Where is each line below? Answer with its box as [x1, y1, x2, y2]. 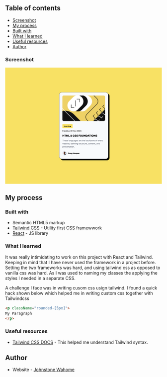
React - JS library [12, 230, 49, 236]
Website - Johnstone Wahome [12, 367, 75, 373]
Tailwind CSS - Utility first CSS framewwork [12, 225, 102, 231]
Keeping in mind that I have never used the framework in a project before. [5, 259, 156, 265]
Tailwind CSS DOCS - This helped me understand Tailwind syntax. [12, 339, 148, 345]
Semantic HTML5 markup [12, 220, 65, 226]
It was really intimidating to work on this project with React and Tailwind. [5, 254, 153, 260]
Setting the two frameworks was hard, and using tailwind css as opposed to [5, 265, 161, 271]
